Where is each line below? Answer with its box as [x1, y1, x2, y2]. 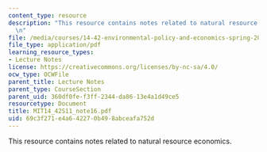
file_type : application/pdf [8, 41, 102, 49]
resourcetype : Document [8, 100, 87, 108]
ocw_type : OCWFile [8, 70, 69, 78]
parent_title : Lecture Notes [8, 78, 105, 85]
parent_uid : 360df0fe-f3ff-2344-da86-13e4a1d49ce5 [8, 93, 180, 101]
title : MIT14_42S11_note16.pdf [8, 108, 112, 116]
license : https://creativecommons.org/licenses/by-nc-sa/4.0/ [8, 63, 219, 71]
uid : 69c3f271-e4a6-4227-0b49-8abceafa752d [8, 115, 155, 123]
